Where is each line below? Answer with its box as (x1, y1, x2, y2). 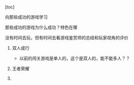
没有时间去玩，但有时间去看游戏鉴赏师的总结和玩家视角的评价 (5, 35, 129, 40)
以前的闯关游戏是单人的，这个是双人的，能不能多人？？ (19, 55, 130, 61)
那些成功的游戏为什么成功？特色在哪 (5, 24, 78, 30)
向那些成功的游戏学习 (5, 14, 48, 20)
